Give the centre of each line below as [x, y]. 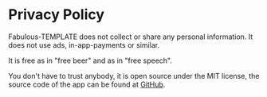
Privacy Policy [57, 15]
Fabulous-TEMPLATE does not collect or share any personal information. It [131, 37]
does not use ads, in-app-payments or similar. [84, 45]
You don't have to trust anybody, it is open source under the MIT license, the [134, 76]
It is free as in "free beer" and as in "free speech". [90, 60]
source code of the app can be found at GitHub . [87, 84]
